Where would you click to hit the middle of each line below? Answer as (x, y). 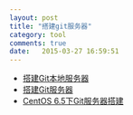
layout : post (34, 18)
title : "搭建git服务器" (51, 26)
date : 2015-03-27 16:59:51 (64, 52)
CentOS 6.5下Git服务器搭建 (73, 101)
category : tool (38, 34)
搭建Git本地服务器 (56, 79)
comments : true (38, 43)
